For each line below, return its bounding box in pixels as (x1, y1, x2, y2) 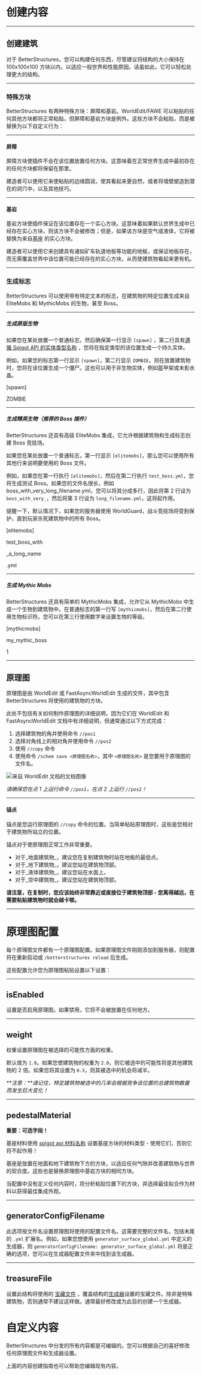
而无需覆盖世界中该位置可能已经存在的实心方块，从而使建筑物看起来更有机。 (6, 255, 195, 263)
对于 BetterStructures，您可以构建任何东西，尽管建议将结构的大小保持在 (6, 55, 185, 63)
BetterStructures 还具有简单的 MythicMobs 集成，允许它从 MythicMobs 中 (6, 598, 190, 605)
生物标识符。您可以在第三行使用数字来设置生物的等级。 (11, 613, 148, 620)
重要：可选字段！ (6, 1127, 48, 1134)
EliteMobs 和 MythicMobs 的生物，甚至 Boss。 (6, 299, 121, 306)
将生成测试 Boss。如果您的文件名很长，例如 (6, 479, 115, 486)
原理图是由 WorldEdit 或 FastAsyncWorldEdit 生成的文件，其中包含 (6, 690, 169, 697)
